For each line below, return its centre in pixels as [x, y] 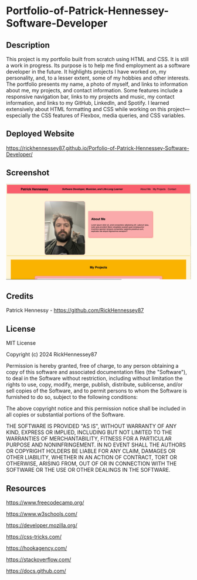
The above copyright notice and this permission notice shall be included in [96, 409]
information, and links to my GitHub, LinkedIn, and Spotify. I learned [88, 103]
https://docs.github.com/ [36, 571]
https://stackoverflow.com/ [39, 559]
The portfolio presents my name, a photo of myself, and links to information [97, 84]
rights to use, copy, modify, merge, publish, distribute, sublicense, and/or [94, 385]
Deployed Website [40, 134]
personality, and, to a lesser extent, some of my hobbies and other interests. [98, 78]
